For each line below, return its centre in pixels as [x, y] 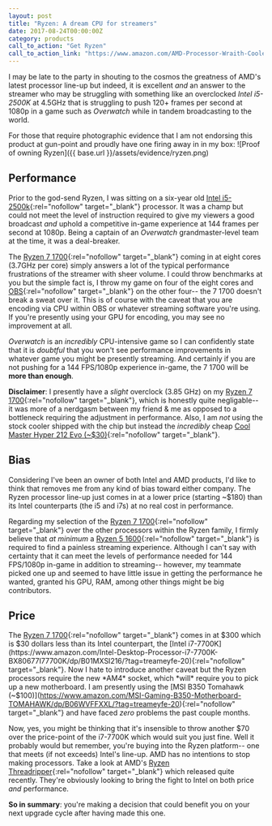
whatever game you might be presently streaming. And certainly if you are [132, 359]
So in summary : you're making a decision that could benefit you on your [129, 805]
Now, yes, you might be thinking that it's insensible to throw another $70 [129, 729]
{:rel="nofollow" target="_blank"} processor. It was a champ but [136, 206]
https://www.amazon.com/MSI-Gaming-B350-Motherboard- [140, 695]
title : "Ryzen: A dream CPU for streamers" [83, 24]
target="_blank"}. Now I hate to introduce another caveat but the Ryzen [127, 669]
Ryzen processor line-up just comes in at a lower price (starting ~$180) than [136, 497]
